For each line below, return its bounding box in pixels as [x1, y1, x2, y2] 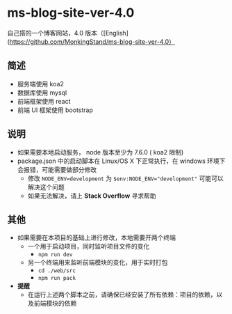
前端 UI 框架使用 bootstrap [17, 106, 94, 114]
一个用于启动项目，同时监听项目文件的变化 [27, 242, 150, 251]
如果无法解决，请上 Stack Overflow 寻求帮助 [27, 191, 156, 200]
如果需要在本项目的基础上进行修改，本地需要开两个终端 [17, 233, 176, 242]
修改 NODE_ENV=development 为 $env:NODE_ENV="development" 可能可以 [27, 174, 224, 182]
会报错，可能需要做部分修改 [17, 165, 97, 173]
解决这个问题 [27, 182, 65, 191]
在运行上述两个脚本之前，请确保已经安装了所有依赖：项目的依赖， [27, 290, 217, 299]
